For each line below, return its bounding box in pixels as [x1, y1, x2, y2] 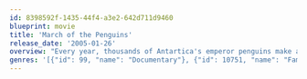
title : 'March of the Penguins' [9, 30, 132, 39]
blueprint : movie [9, 22, 76, 31]
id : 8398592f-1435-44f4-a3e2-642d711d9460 [9, 13, 174, 23]
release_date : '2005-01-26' [9, 38, 117, 48]
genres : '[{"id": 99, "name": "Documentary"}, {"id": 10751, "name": [9, 55, 281, 64]
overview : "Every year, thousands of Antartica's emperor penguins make [9, 47, 292, 56]
